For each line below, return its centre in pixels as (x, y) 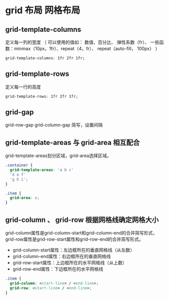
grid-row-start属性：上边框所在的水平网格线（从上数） (70, 262)
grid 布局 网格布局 (43, 10)
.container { (19, 165)
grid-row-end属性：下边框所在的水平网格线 (58, 269)
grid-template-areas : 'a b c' (42, 170)
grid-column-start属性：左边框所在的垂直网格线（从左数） (74, 250)
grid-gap (20, 112)
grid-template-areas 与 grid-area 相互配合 (73, 142)
